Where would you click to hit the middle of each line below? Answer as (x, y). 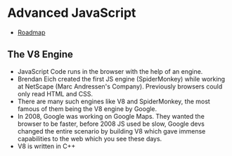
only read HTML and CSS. (55, 93)
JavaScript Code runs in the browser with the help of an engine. (110, 71)
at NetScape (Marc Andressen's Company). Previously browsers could (120, 86)
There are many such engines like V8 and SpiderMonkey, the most (114, 101)
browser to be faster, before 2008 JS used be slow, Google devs (111, 124)
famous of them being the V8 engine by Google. (87, 109)
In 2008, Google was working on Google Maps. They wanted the (111, 116)
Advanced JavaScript (72, 13)
